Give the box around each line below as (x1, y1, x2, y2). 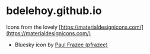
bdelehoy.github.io (6, 4, 102, 18)
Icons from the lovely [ (6, 23, 61, 31)
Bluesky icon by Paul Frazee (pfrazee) (14, 41, 108, 48)
